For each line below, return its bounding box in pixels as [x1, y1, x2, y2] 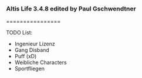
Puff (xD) [14, 53, 37, 60]
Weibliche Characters [14, 59, 67, 66]
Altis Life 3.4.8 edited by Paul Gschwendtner [6, 5, 136, 13]
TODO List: [6, 29, 33, 36]
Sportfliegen [14, 65, 45, 72]
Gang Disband [14, 47, 50, 54]
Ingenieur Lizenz [14, 40, 55, 48]
